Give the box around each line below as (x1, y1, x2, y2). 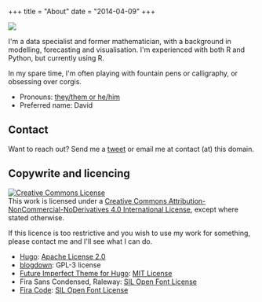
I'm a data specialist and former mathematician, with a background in (8, 37, 231, 46)
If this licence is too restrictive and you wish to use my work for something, (8, 228, 251, 238)
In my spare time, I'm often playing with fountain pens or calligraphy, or (8, 68, 238, 78)
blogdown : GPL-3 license (19, 260, 101, 270)
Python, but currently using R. (8, 53, 104, 62)
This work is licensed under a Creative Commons (8, 196, 167, 205)
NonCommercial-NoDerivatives (8, 204, 110, 214)
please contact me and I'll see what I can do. (8, 236, 153, 246)
